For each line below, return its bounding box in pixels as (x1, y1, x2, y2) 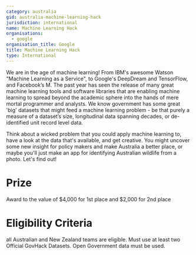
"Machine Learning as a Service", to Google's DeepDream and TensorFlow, (6, 75, 188, 82)
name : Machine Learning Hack (6, 25, 78, 31)
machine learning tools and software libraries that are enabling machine (6, 87, 180, 94)
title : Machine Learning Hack (6, 47, 81, 53)
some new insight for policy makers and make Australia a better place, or (6, 143, 183, 150)
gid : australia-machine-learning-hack (6, 14, 101, 20)
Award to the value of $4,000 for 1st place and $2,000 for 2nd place (6, 195, 171, 202)
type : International (6, 53, 57, 58)
